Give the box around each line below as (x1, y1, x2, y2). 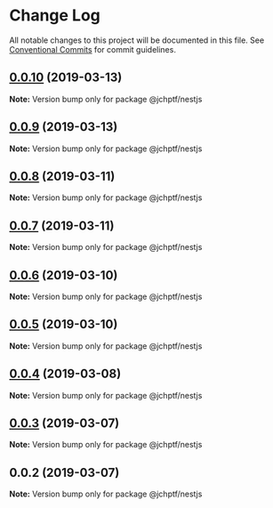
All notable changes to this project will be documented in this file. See (9, 35, 265, 45)
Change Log (9, 5, 100, 26)
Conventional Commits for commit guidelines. (9, 44, 176, 54)
